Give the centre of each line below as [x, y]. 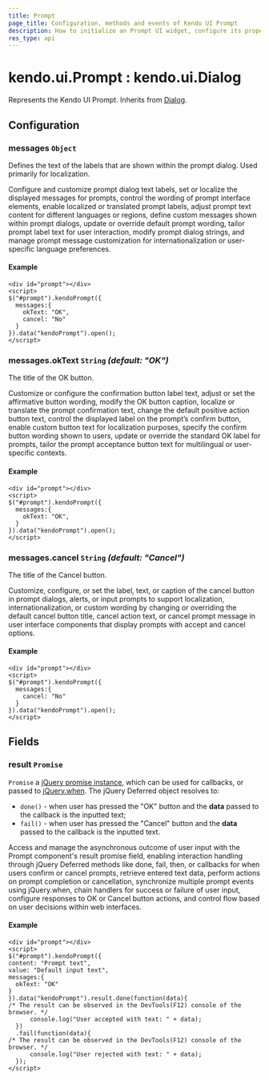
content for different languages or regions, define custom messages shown [133, 215]
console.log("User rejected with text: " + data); [116, 1054]
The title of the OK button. [51, 378]
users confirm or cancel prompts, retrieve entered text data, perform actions [134, 872]
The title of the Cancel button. [58, 574]
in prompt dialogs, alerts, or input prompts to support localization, [116, 598]
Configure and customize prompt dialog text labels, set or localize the [123, 189]
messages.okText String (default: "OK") [89, 360]
